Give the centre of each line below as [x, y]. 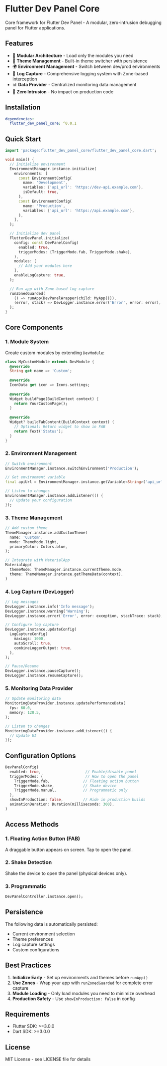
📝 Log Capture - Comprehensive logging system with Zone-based [80, 73]
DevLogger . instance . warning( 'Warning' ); [48, 611]
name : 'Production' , [44, 206]
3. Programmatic [26, 886]
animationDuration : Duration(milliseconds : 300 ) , [62, 804]
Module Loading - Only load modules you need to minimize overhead [83, 993]
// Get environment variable [35, 477]
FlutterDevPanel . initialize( [40, 238]
